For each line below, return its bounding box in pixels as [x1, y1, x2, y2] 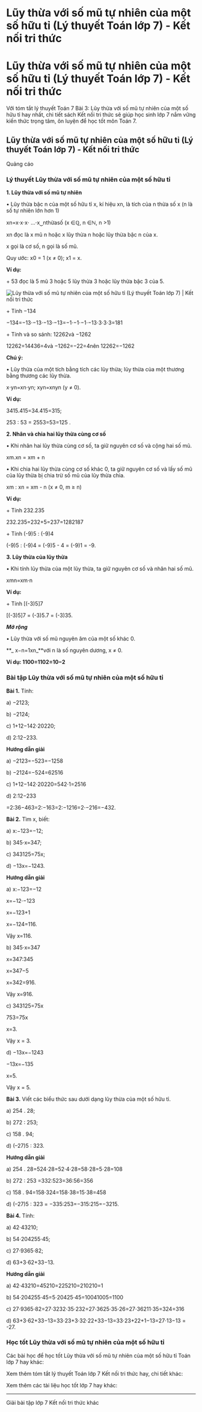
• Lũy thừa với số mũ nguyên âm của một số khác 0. [6, 635, 136, 642]
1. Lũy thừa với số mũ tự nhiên [6, 189, 82, 196]
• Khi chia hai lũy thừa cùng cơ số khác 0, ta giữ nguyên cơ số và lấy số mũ [6, 465, 192, 472]
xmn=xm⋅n [6, 577, 33, 584]
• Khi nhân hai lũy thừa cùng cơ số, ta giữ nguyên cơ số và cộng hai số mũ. [6, 442, 192, 450]
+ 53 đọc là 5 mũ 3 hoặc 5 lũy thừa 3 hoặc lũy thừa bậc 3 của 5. [6, 277, 165, 285]
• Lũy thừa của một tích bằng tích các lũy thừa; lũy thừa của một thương [6, 366, 185, 373]
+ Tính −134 [6, 308, 36, 315]
